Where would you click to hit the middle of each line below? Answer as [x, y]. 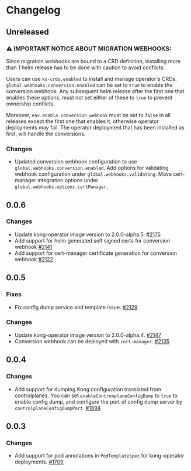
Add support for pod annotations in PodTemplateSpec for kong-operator [99, 456]
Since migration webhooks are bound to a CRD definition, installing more [93, 61]
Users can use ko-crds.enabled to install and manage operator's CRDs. [91, 78]
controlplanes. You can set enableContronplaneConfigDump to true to [96, 395]
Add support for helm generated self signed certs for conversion [92, 240]
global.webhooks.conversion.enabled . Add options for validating [91, 168]
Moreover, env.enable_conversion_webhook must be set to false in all [88, 115]
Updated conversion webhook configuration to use [76, 162]
